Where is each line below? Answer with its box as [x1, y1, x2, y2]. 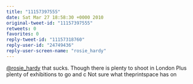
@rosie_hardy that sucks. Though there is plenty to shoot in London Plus [6, 64, 187, 71]
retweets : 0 [6, 25, 36, 32]
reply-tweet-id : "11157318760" [6, 37, 85, 43]
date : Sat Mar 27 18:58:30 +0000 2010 [6, 14, 104, 20]
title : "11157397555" [6, 8, 61, 15]
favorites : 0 [6, 31, 39, 37]
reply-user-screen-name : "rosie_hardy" [6, 48, 107, 54]
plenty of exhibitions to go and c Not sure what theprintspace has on [6, 70, 177, 78]
